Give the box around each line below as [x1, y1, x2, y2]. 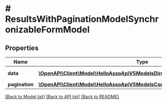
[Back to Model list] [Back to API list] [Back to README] [5, 94, 119, 100]
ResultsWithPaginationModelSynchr [5, 13, 159, 25]
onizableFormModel [5, 24, 90, 35]
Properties [5, 44, 39, 52]
